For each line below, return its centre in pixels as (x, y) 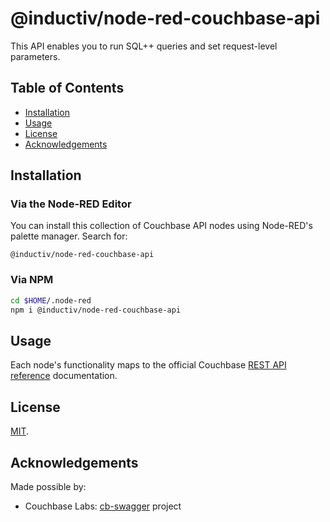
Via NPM (32, 280)
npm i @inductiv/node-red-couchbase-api (96, 310)
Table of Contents (67, 88)
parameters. (35, 56)
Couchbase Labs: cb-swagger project (103, 506)
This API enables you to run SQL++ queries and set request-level (144, 46)
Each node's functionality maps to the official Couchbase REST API (148, 365)
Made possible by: (48, 486)
